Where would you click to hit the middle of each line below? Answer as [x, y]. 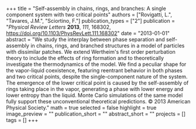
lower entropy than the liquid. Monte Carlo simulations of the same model [94, 95]
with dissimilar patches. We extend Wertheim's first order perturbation [91, 52]
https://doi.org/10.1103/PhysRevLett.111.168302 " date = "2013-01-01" [88, 33]
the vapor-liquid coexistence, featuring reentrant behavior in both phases [94, 70]
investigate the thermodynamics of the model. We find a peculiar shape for [96, 64]
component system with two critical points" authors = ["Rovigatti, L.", [89, 15]
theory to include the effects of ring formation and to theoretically [85, 58]
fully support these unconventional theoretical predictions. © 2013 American [98, 101]
